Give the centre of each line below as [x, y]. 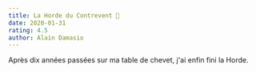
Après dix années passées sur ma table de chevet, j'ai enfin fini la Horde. [128, 60]
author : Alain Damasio [46, 38]
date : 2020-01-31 [37, 23]
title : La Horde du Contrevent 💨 [64, 15]
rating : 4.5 [28, 30]
